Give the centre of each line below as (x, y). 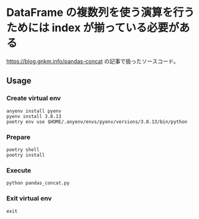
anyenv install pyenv (34, 111)
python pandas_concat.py (38, 183)
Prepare (18, 137)
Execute (19, 170)
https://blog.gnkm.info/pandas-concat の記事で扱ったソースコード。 (93, 61)
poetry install (26, 155)
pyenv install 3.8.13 (34, 116)
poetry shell (23, 150)
